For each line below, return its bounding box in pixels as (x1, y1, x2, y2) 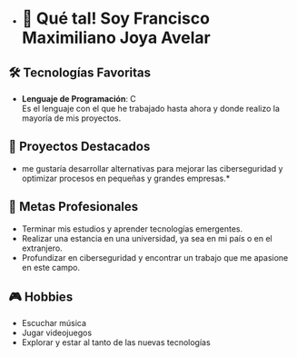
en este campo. (21, 262, 81, 273)
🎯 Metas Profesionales (8, 199, 139, 214)
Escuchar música (21, 318, 87, 329)
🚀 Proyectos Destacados (8, 139, 151, 154)
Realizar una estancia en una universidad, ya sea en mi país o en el (21, 233, 273, 243)
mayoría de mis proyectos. (21, 113, 122, 124)
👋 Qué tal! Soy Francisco (21, 8, 211, 29)
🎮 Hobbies (8, 290, 74, 305)
